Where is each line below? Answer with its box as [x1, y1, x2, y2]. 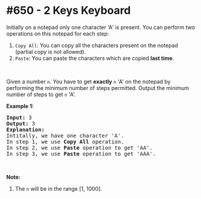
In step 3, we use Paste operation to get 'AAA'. [6, 150, 156, 157]
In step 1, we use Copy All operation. [6, 138, 124, 145]
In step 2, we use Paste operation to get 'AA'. [6, 144, 153, 151]
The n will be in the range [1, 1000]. [14, 185, 103, 192]
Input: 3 [6, 114, 32, 121]
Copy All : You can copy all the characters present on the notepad [14, 42, 178, 49]
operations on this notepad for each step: [6, 30, 110, 37]
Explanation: [6, 126, 45, 133]
